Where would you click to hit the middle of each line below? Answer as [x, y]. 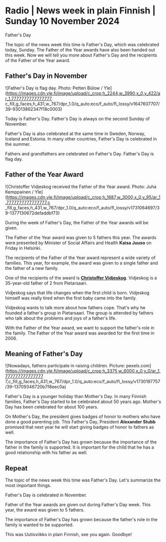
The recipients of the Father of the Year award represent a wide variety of [81, 258]
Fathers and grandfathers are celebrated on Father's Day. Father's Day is [80, 153]
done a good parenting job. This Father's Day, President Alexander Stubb [81, 422]
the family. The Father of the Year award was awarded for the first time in [80, 333]
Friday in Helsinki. [23, 248]
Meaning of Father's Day [44, 354]
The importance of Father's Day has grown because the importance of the [81, 442]
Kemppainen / [19, 192]
